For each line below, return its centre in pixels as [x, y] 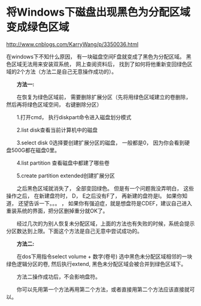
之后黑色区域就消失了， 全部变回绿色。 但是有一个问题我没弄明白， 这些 [105, 188]
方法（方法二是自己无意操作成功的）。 [71, 71]
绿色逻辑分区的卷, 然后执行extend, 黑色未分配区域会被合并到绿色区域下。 [96, 263]
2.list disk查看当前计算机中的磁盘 [57, 130]
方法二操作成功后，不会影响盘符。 [58, 277]
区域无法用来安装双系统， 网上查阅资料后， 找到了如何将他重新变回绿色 [99, 64]
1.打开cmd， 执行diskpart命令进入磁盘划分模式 [74, 117]
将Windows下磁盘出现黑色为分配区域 [98, 12]
